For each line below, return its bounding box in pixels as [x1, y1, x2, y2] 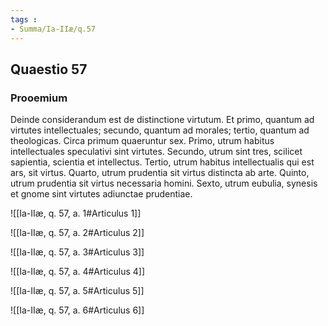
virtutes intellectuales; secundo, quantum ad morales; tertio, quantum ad [10, 124, 310, 136]
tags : [10, 14, 38, 25]
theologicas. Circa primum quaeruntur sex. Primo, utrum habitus [10, 135, 275, 147]
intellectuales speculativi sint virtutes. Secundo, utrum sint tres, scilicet [10, 146, 303, 158]
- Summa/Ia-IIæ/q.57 [10, 24, 97, 34]
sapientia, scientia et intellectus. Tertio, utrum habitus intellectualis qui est [10, 156, 315, 168]
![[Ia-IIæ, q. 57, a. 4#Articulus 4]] [10, 266, 146, 278]
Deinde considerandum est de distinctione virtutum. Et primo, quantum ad [10, 114, 315, 126]
